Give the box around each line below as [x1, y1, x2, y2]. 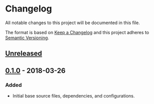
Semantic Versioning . [5, 35, 49, 41]
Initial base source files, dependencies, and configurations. [12, 93, 135, 99]
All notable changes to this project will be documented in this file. [5, 20, 140, 26]
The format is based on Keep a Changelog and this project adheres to [5, 29, 149, 35]
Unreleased [5, 49, 43, 58]
